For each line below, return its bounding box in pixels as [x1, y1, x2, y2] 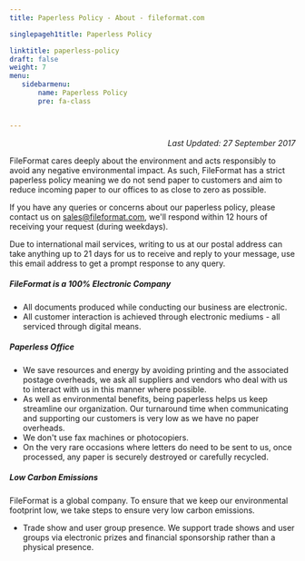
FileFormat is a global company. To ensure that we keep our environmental [9, 495, 289, 506]
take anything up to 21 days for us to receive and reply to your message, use [9, 248, 295, 259]
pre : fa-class [37, 96, 92, 105]
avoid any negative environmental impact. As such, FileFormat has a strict [9, 164, 286, 175]
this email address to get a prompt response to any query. [9, 258, 226, 269]
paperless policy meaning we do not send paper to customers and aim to [9, 174, 283, 185]
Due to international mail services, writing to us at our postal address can [9, 238, 283, 250]
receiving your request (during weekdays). [9, 221, 169, 231]
